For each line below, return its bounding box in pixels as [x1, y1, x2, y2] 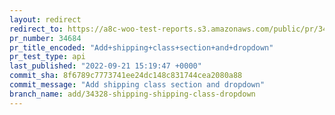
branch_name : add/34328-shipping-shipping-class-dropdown [9, 89, 256, 99]
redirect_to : [9, 24, 64, 34]
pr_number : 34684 [9, 33, 82, 43]
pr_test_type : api [9, 52, 86, 62]
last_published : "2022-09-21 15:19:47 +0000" [9, 61, 202, 71]
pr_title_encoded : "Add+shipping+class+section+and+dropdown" [9, 42, 274, 53]
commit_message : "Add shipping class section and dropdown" [9, 80, 266, 90]
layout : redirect [9, 14, 82, 25]
